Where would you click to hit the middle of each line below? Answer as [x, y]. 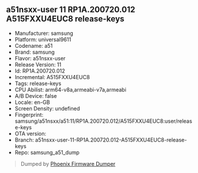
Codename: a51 [34, 45]
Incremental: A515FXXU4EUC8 [52, 77]
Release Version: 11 [38, 64]
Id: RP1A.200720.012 [40, 71]
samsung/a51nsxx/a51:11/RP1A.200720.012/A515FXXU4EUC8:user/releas [103, 121]
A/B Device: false [36, 96]
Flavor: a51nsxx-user [40, 58]
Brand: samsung [35, 52]
